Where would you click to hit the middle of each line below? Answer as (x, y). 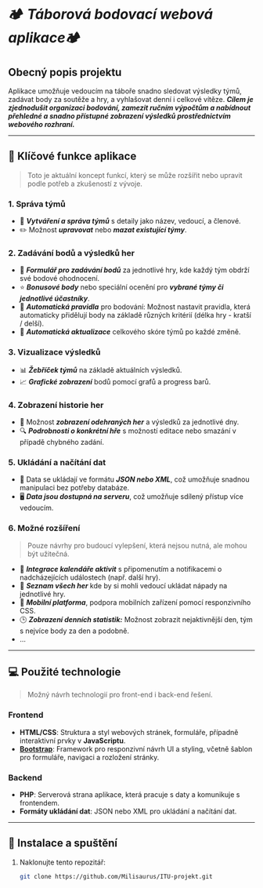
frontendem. (40, 803)
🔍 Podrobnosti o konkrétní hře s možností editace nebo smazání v (128, 431)
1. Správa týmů (37, 204)
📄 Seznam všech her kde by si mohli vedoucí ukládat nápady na (123, 585)
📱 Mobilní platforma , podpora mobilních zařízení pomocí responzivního (135, 602)
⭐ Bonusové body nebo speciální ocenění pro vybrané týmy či (122, 287)
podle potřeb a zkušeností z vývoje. (85, 184)
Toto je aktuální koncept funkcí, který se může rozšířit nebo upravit (135, 175)
